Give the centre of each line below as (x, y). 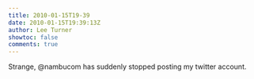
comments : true (33, 45)
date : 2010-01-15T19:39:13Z (55, 23)
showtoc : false (33, 37)
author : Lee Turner (40, 30)
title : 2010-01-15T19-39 (49, 15)
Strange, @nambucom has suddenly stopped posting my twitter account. (127, 66)
